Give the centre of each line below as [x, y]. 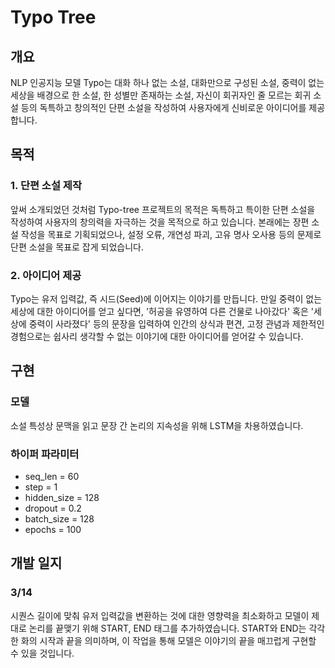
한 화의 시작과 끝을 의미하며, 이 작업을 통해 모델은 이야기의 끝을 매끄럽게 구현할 [163, 640]
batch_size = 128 [59, 518]
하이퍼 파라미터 [45, 454]
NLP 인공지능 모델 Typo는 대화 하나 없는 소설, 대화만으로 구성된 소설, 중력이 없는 [167, 82]
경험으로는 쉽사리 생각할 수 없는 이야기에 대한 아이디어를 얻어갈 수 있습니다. [157, 336]
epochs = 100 [53, 529]
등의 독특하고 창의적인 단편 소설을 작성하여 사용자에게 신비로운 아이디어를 [163, 107]
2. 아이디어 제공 [46, 275]
